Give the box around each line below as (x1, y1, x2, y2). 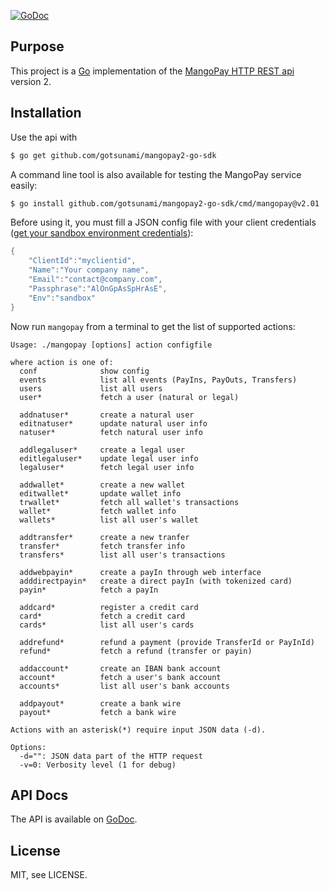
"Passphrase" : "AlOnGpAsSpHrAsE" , (28, 283, 168, 294)
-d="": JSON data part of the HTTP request (19, 751, 203, 761)
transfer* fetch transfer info (19, 541, 186, 551)
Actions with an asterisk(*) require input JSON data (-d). (10, 725, 267, 735)
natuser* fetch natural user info (19, 427, 203, 437)
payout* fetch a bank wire (19, 707, 177, 717)
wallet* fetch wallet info (19, 506, 177, 516)
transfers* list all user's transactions (19, 550, 226, 560)
